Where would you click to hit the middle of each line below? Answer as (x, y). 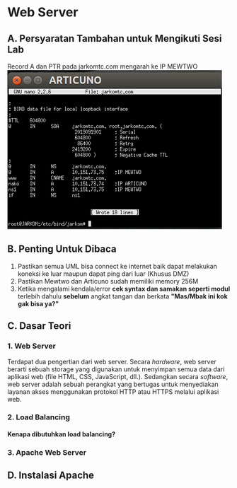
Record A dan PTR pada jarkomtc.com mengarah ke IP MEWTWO (103, 66)
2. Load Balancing (39, 417)
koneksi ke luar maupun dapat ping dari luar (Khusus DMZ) (103, 274)
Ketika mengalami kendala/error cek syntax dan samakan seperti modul (124, 289)
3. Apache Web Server (47, 452)
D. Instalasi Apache (51, 476)
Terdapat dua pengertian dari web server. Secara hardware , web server (112, 361)
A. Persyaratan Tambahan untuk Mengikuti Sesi (115, 39)
